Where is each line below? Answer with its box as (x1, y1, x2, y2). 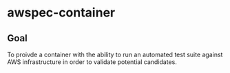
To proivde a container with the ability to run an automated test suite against (7, 50, 223, 59)
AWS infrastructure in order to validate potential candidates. (7, 58, 177, 66)
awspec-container (7, 5, 116, 21)
